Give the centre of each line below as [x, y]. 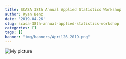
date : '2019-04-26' [25, 19]
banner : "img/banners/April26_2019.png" [48, 37]
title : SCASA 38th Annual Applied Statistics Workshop [63, 10]
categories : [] [21, 28]
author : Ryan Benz [24, 14]
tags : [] [14, 32]
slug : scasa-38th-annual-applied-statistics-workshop [62, 23]
